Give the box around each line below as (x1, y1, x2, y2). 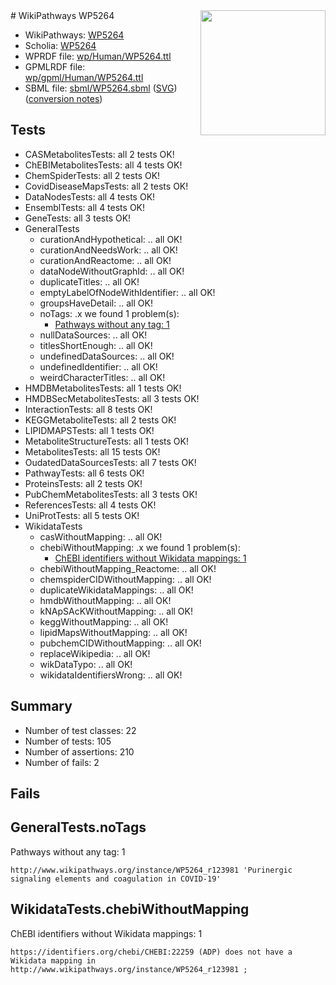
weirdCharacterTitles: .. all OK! (39, 371, 166, 383)
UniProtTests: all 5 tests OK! (24, 509, 140, 521)
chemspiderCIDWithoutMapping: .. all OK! (39, 573, 212, 585)
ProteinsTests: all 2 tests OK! (24, 477, 143, 489)
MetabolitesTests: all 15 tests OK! (24, 445, 161, 458)
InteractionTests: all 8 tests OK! (24, 403, 153, 415)
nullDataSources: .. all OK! (39, 329, 148, 341)
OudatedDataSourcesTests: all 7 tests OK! (24, 456, 197, 468)
